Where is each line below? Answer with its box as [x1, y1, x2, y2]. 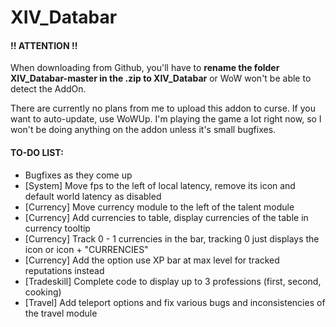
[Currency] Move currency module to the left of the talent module [24, 201, 295, 213]
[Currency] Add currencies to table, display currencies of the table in [24, 211, 309, 223]
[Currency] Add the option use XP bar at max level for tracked [24, 254, 280, 266]
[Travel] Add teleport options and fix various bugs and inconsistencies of [24, 296, 326, 308]
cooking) [24, 286, 62, 298]
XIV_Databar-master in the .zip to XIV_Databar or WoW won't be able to [10, 72, 312, 85]
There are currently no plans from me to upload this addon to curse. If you [10, 102, 316, 115]
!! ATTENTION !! [10, 39, 78, 51]
